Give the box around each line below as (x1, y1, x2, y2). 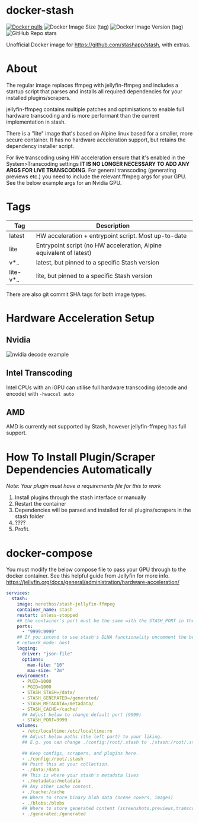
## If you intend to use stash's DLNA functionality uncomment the (17, 634, 187, 641)
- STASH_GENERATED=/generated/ (21, 695, 99, 701)
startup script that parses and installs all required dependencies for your (6, 87, 182, 95)
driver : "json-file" (21, 651, 73, 657)
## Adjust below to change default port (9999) (21, 711, 142, 718)
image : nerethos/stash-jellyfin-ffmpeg (17, 601, 115, 607)
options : (21, 656, 44, 663)
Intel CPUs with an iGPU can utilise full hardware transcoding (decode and (6, 384, 188, 391)
